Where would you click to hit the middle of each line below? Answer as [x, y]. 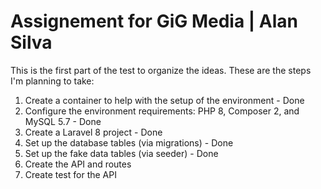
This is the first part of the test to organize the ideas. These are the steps [161, 70]
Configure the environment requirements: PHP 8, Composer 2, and [162, 111]
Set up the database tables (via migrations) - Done [129, 142]
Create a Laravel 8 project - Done [93, 132]
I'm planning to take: [52, 81]
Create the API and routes [78, 164]
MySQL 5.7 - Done [63, 121]
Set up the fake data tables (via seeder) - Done [121, 153]
